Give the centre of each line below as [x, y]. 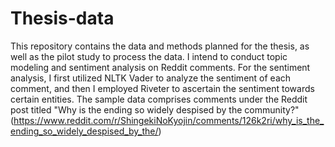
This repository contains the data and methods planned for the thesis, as [160, 46]
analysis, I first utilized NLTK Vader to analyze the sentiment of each [151, 78]
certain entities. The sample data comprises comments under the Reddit [159, 99]
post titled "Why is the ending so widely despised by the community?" [155, 109]
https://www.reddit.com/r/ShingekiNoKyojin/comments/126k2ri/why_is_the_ [169, 120]
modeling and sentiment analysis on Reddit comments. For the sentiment [160, 67]
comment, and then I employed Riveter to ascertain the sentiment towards [162, 88]
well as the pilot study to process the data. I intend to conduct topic [149, 56]
